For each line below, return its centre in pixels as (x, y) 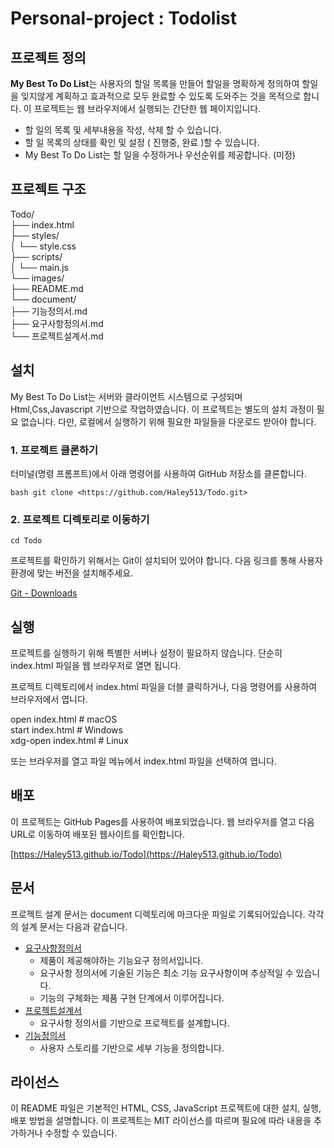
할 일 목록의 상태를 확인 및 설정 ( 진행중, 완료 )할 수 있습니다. (142, 142)
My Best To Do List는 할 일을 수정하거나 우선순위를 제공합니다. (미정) (160, 155)
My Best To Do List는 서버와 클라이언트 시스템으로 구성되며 (126, 396)
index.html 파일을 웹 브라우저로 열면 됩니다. (96, 666)
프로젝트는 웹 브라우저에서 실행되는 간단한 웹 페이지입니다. (147, 108)
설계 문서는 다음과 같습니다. (74, 926)
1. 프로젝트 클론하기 (54, 450)
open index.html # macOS (64, 719)
